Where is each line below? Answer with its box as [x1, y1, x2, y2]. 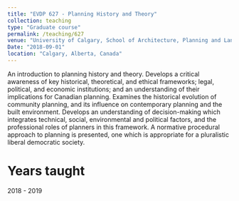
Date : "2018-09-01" [7, 43, 65, 51]
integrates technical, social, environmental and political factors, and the [7, 115, 217, 123]
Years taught [7, 163, 85, 179]
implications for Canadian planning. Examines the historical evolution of [7, 92, 217, 100]
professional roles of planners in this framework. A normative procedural [7, 123, 221, 131]
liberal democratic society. [7, 138, 85, 146]
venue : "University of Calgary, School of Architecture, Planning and [7, 37, 221, 44]
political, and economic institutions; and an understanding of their [7, 85, 200, 93]
